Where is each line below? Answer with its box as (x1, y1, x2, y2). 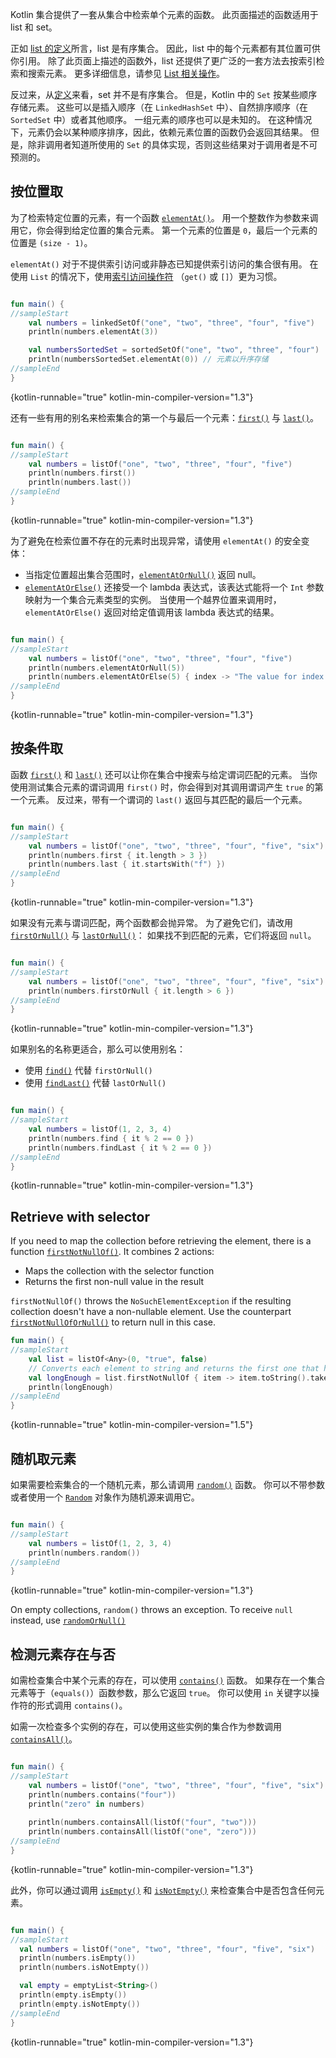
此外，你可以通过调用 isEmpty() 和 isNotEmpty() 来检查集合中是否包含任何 (10, 1884, 317, 1896)
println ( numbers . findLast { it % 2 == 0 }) (28, 1143, 213, 1153)
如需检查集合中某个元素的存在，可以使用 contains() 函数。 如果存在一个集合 (10, 1674, 326, 1687)
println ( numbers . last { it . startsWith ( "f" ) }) (28, 859, 226, 870)
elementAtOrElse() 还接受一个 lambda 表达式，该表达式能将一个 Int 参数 (24, 581, 325, 593)
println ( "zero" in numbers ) (28, 1799, 145, 1809)
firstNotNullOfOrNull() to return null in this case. (10, 1316, 216, 1328)
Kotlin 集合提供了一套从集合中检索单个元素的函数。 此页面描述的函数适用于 (10, 9, 319, 20)
